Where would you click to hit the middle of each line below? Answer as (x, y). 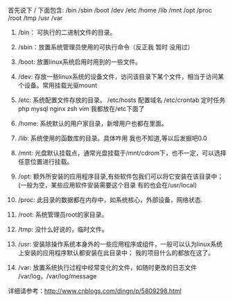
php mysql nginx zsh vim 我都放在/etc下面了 (81, 109)
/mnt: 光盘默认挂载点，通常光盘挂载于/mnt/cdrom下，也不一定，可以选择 (122, 153)
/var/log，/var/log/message (57, 276)
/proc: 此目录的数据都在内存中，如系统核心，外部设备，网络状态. (110, 200)
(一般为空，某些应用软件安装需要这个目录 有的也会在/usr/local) (107, 185)
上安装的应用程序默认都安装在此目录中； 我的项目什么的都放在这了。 (116, 253)
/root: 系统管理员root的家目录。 (63, 215)
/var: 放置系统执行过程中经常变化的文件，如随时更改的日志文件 (107, 267)
